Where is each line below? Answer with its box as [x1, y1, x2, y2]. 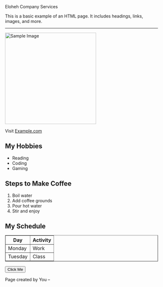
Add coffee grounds [12, 197, 52, 203]
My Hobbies [5, 142, 43, 151]
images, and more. [5, 19, 43, 24]
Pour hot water [12, 203, 42, 209]
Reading [12, 155, 29, 161]
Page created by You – [5, 277, 50, 283]
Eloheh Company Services [5, 4, 58, 9]
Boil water [12, 192, 33, 198]
